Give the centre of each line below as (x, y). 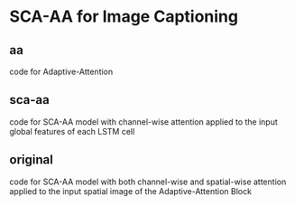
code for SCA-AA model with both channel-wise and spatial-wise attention (148, 182)
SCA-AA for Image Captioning (124, 17)
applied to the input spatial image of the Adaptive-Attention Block (131, 191)
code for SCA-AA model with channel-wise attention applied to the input (143, 122)
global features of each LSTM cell (72, 131)
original (32, 160)
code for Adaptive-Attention (61, 71)
